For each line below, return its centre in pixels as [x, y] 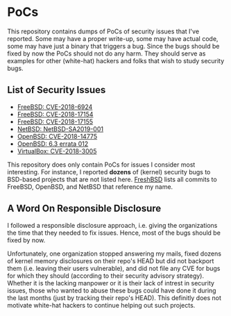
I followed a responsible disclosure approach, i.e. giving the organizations [112, 225]
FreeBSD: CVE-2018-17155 [55, 122]
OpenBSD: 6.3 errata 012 [53, 144]
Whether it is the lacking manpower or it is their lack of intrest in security [111, 283]
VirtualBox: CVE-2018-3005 [57, 151]
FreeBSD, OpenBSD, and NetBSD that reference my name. [90, 186]
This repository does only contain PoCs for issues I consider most [101, 165]
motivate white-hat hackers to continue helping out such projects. [101, 305]
